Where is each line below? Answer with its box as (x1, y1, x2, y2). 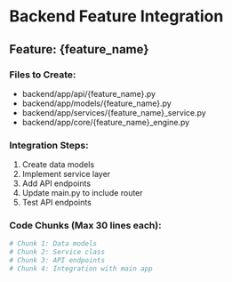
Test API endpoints (21, 197, 92, 208)
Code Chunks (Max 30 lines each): (9, 220, 162, 232)
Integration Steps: (9, 139, 89, 151)
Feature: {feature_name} (9, 42, 149, 57)
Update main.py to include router (21, 188, 144, 198)
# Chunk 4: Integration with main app (9, 264, 153, 273)
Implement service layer (21, 169, 111, 180)
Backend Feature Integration (9, 6, 224, 27)
